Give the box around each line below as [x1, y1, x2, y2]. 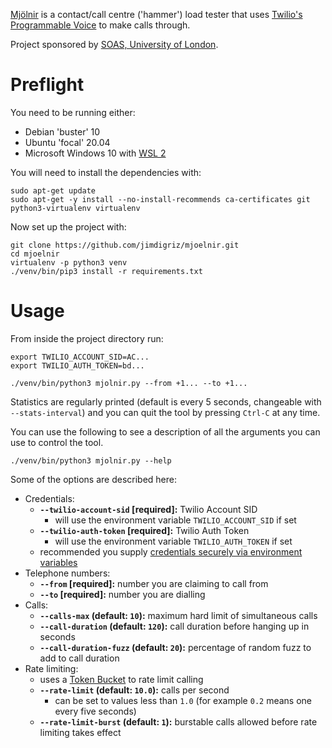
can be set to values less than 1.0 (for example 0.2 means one [54, 694, 313, 706]
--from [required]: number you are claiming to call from [39, 577, 269, 589]
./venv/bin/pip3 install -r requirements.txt [10, 266, 203, 276]
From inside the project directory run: [10, 332, 164, 344]
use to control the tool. [10, 436, 104, 448]
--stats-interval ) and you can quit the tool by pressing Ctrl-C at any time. [10, 406, 321, 418]
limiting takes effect [39, 726, 122, 738]
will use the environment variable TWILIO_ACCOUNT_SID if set [54, 514, 297, 526]
